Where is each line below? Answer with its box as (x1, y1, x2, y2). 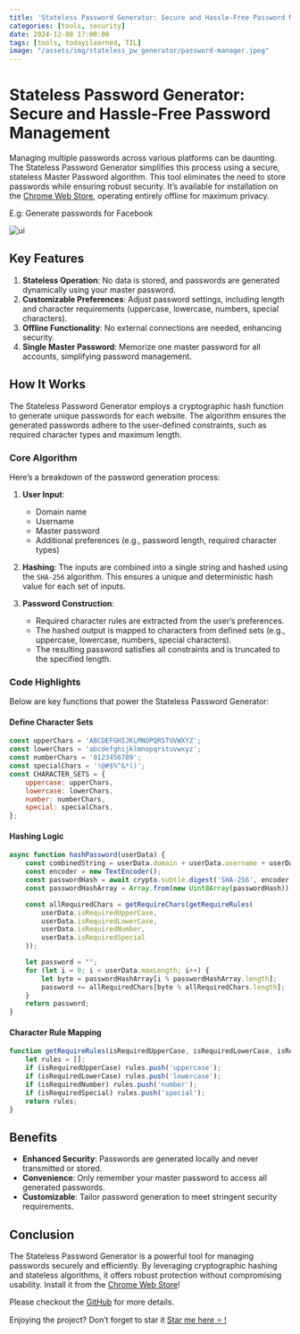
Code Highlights (9, 675, 81, 688)
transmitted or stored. (21, 1163, 103, 1174)
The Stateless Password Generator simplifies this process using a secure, (9, 162, 280, 173)
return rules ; (25, 1097, 78, 1106)
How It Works (9, 377, 87, 392)
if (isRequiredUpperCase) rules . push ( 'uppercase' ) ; (25, 1064, 221, 1073)
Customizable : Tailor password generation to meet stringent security (21, 1192, 278, 1202)
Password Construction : (21, 598, 114, 608)
